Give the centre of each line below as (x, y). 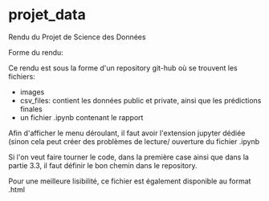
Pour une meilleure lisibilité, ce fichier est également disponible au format (130, 181)
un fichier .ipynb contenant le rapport (82, 117)
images (32, 92)
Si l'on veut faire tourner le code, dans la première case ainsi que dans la (128, 157)
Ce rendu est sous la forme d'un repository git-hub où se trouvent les (123, 68)
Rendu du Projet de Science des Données (77, 37)
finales (31, 109)
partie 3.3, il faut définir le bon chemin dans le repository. (103, 165)
